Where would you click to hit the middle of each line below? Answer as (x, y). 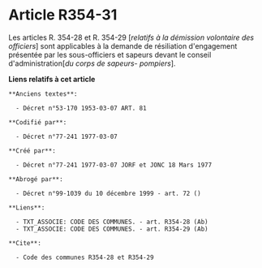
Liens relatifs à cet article (52, 79)
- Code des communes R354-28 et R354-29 (85, 257)
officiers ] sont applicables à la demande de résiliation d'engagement (123, 45)
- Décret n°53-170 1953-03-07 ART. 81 (82, 108)
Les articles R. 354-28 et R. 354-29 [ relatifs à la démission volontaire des (131, 37)
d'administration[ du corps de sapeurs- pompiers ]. (92, 63)
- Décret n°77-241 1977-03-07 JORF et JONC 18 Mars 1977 (114, 165)
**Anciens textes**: (43, 94)
